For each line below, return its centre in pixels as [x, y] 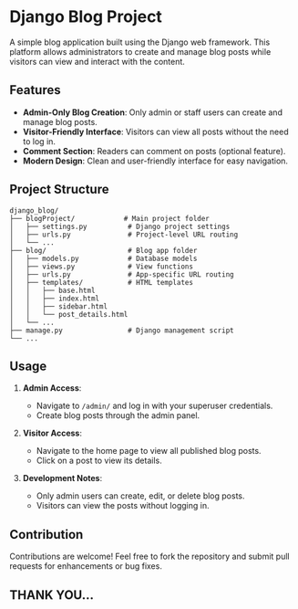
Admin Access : [52, 388]
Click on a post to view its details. [99, 461]
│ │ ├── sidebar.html [58, 306]
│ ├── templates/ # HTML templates [102, 282]
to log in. [39, 141]
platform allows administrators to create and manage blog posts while [140, 51]
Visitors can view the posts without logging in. [123, 506]
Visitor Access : [52, 433]
